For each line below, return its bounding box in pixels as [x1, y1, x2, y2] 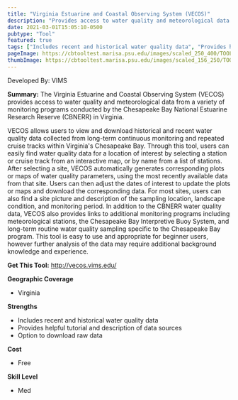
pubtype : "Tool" [7, 30, 55, 38]
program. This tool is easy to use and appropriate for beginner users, [7, 232, 209, 240]
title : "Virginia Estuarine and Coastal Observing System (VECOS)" [7, 10, 211, 18]
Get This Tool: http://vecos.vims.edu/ [7, 261, 117, 269]
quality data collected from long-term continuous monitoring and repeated [7, 134, 225, 142]
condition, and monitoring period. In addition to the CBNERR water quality [7, 202, 222, 210]
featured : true [7, 37, 52, 44]
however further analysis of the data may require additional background [7, 239, 217, 248]
